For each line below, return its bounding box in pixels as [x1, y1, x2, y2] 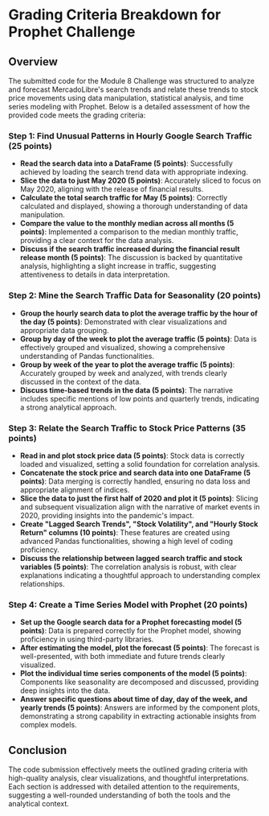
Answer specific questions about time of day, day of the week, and [19, 694, 247, 704]
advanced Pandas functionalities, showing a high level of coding [19, 536, 234, 546]
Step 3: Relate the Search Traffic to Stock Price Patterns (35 [8, 422, 247, 434]
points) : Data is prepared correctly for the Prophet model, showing [19, 626, 242, 636]
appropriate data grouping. [19, 325, 110, 335]
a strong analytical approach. [19, 402, 117, 412]
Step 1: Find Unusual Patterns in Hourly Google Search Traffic [8, 130, 253, 142]
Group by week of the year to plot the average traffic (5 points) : [19, 360, 235, 369]
